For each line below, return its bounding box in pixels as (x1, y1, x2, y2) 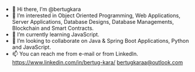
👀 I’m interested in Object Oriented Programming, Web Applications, (11, 12, 181, 19)
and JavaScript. (11, 43, 51, 51)
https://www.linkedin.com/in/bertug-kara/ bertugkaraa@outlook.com (11, 59, 184, 65)
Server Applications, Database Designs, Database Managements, (11, 18, 175, 25)
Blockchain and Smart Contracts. (11, 24, 94, 32)
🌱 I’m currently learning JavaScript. (11, 31, 100, 38)
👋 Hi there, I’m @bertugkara (11, 6, 81, 12)
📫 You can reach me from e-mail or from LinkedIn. (11, 51, 138, 57)
